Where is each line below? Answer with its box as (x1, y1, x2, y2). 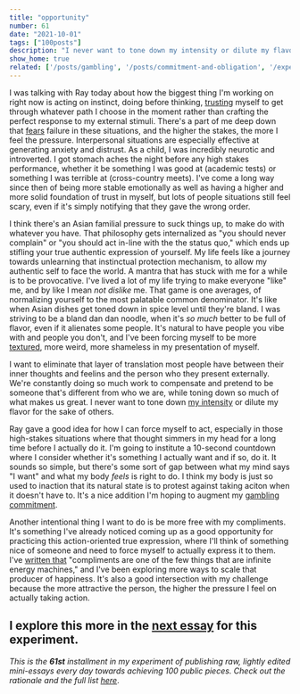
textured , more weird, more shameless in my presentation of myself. (9, 341, 260, 352)
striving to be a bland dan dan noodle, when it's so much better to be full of (9, 313, 287, 324)
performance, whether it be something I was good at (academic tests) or (9, 162, 277, 174)
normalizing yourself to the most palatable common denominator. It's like (9, 293, 278, 304)
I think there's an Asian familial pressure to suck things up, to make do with (9, 218, 285, 228)
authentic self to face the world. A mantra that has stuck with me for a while (9, 265, 288, 277)
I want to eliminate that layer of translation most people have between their (9, 359, 285, 369)
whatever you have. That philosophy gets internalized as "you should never (9, 227, 287, 238)
